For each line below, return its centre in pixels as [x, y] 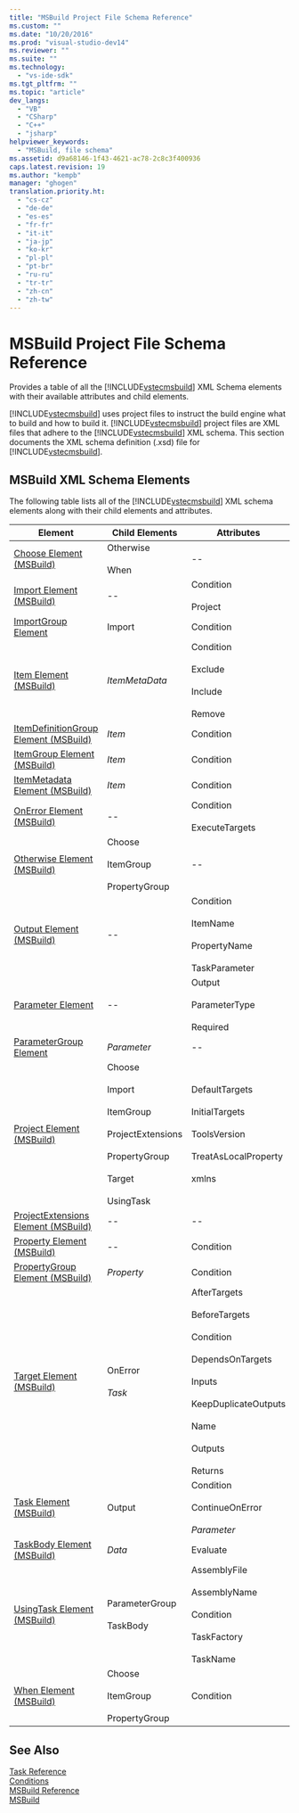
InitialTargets [218, 1112]
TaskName [213, 1660]
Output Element [46, 929]
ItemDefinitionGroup [56, 729]
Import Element [46, 590]
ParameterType [223, 1005]
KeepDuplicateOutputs [238, 1404]
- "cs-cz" [35, 200]
